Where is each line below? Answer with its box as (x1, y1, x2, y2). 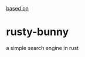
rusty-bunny (6, 26, 69, 38)
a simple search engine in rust (6, 44, 79, 51)
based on (6, 5, 29, 12)
